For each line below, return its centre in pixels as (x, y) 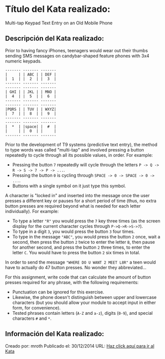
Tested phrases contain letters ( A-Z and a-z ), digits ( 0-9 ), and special (82, 313)
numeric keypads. (24, 61)
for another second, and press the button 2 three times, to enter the (81, 247)
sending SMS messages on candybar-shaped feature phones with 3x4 (77, 56)
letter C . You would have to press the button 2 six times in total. (76, 252)
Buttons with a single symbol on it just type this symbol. (69, 186)
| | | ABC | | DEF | (31, 74)
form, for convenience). (36, 308)
